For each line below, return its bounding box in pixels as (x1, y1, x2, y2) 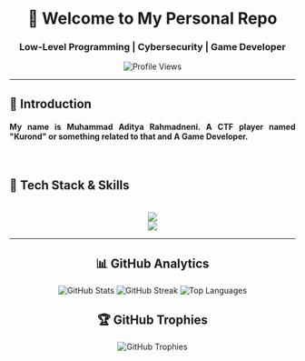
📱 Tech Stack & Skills (9, 177, 130, 194)
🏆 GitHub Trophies (96, 313, 209, 328)
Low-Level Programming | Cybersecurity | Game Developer (19, 41, 286, 54)
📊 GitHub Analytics (95, 256, 210, 272)
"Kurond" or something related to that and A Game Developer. (9, 131, 249, 142)
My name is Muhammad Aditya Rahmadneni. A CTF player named (9, 122, 296, 133)
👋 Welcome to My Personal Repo (27, 8, 278, 29)
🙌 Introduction (9, 95, 93, 112)
